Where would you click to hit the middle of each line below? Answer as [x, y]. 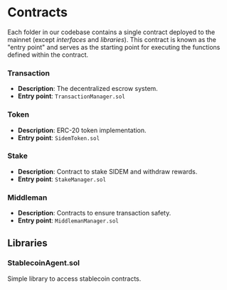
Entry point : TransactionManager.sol [72, 96]
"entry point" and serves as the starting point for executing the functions [114, 47]
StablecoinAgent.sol [44, 263]
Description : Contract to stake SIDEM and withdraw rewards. [107, 171]
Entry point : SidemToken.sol [59, 138]
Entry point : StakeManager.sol [62, 179]
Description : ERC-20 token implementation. [82, 130]
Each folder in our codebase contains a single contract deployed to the [111, 32]
